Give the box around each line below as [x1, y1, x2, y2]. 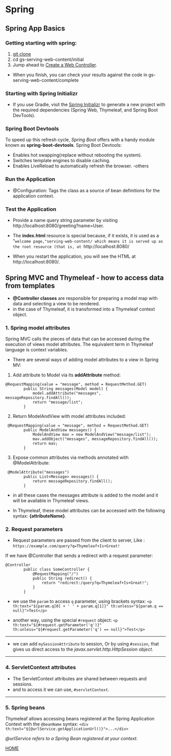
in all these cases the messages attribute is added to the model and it [12, 492, 159, 498]
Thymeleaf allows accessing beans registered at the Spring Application [5, 716, 155, 722]
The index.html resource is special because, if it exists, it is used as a [12, 233, 159, 239]
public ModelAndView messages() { [23, 428, 97, 433]
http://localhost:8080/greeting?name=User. [12, 223, 104, 229]
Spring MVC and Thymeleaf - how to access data [5, 274, 164, 282]
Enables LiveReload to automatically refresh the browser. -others [12, 163, 149, 169]
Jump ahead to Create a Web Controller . [12, 61, 98, 68]
